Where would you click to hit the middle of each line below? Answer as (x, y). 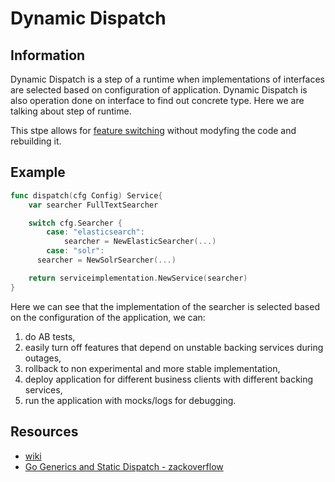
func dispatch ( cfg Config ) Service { (86, 195)
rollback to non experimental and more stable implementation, (152, 368)
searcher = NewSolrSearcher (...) (106, 260)
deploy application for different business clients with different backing (169, 379)
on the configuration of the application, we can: (108, 317)
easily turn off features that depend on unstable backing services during (174, 347)
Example (38, 172)
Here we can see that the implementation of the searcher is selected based (165, 306)
